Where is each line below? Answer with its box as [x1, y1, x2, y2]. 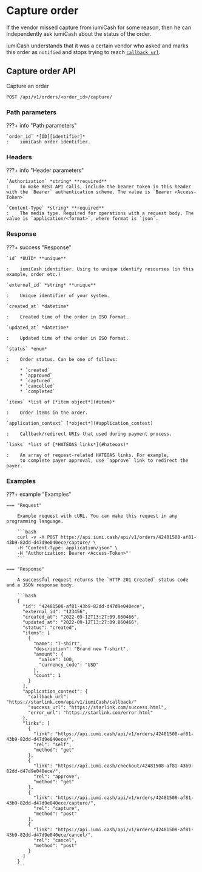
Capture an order [6, 82, 50, 89]
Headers [6, 153, 32, 161]
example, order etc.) [6, 271, 61, 277]
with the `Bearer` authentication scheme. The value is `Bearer [6, 189, 172, 195]
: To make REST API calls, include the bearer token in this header [6, 184, 191, 190]
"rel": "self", [33, 741, 72, 747]
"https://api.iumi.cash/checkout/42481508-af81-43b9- [55, 763, 194, 769]
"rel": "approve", [33, 773, 80, 780]
